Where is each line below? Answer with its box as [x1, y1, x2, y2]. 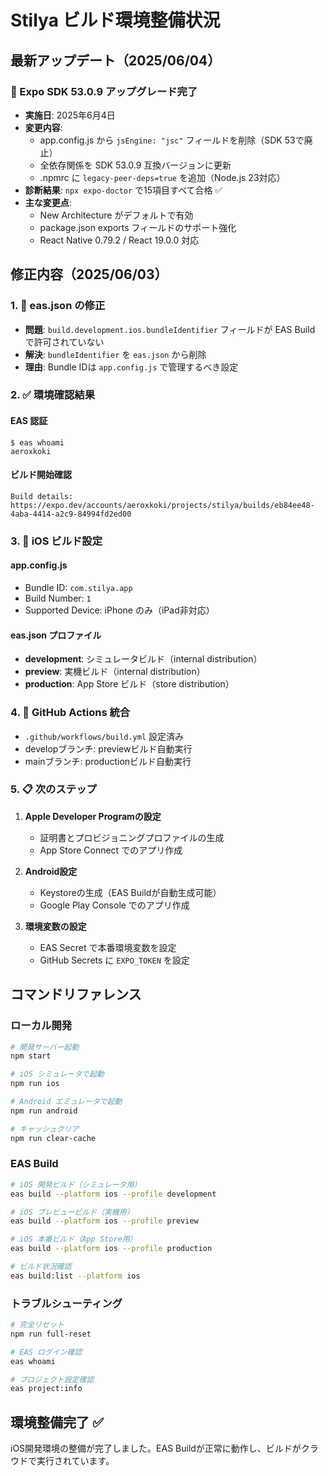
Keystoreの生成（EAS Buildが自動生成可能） [39, 886, 222, 898]
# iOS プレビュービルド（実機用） [10, 1207, 135, 1217]
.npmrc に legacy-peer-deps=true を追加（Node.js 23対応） [39, 171, 286, 183]
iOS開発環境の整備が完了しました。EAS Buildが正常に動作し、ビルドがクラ [10, 1442, 319, 1455]
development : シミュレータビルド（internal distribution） [24, 653, 263, 665]
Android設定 [24, 865, 78, 877]
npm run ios [10, 1079, 60, 1089]
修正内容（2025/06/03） [10, 266, 168, 283]
